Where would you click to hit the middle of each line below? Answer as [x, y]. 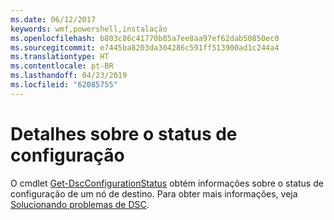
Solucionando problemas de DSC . [80, 204]
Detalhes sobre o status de [124, 133]
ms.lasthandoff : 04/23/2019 [69, 76]
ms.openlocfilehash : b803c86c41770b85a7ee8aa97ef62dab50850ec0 [145, 38]
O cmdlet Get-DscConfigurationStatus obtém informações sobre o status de [167, 183]
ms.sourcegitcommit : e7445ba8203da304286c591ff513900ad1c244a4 [145, 47]
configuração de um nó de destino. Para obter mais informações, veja [154, 193]
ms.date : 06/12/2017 [53, 19]
